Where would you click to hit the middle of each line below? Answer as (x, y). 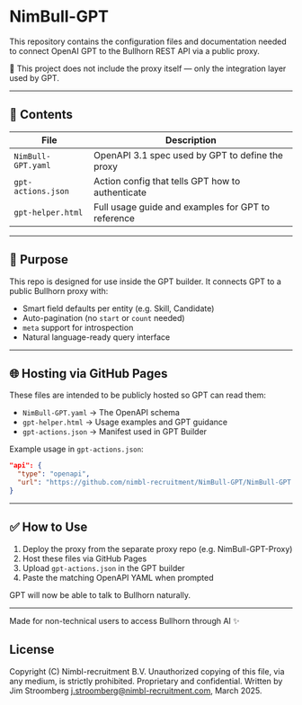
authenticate (120, 192)
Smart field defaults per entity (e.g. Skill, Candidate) (118, 308)
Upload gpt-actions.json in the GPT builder (104, 567)
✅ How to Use (49, 527)
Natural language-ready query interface (96, 337)
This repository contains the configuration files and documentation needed (148, 41)
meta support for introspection (78, 327)
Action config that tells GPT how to (167, 181)
